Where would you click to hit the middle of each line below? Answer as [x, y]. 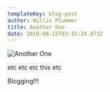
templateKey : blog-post [43, 14]
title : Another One [36, 27]
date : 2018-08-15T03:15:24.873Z [55, 34]
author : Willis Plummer [43, 21]
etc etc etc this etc [34, 67]
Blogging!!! [23, 81]
